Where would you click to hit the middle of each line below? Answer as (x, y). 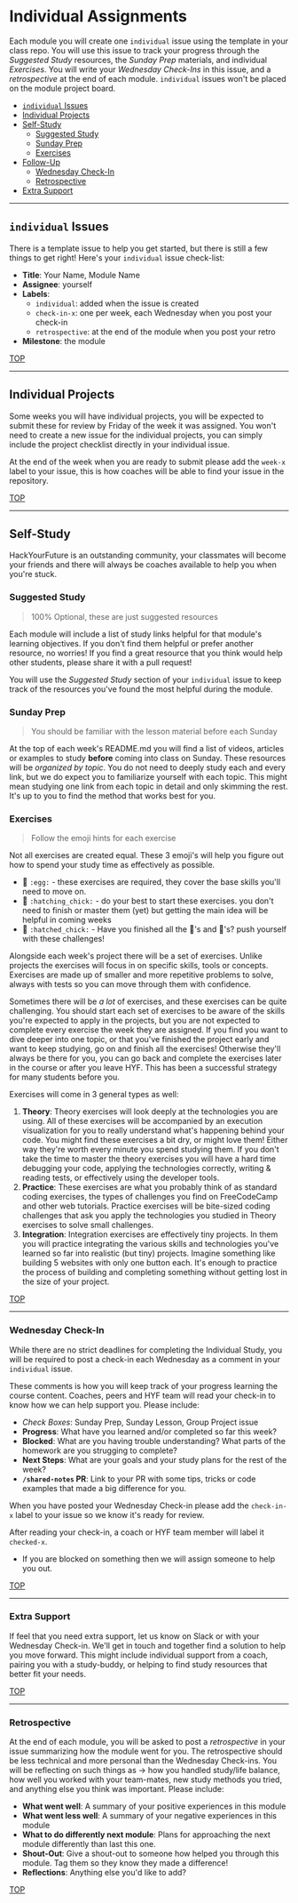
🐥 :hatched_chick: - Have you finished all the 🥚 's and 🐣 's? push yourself (154, 929)
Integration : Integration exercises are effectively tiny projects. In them (150, 1234)
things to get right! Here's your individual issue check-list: (117, 257)
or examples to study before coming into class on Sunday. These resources (148, 758)
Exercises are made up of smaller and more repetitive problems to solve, (141, 975)
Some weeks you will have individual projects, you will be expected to (137, 416)
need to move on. (54, 892)
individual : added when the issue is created (117, 303)
